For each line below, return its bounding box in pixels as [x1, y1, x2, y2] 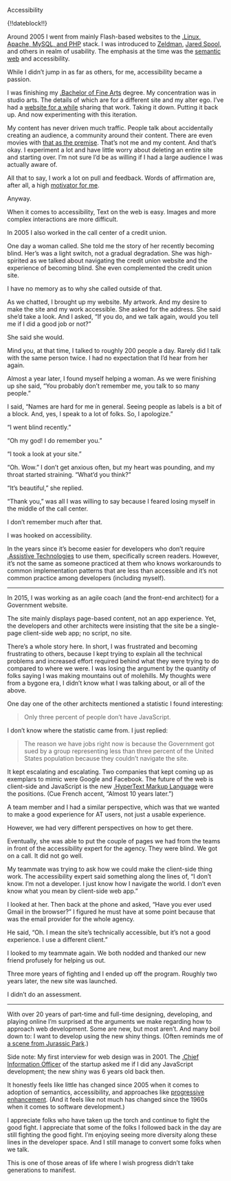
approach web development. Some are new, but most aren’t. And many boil [7, 1025, 221, 1033]
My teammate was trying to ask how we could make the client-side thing [7, 865, 213, 873]
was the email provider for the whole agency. [7, 915, 135, 923]
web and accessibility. [7, 54, 70, 63]
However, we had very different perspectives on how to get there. [7, 823, 194, 832]
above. [7, 686, 27, 695]
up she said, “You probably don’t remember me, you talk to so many [7, 382, 200, 390]
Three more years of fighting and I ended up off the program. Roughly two [7, 969, 218, 978]
